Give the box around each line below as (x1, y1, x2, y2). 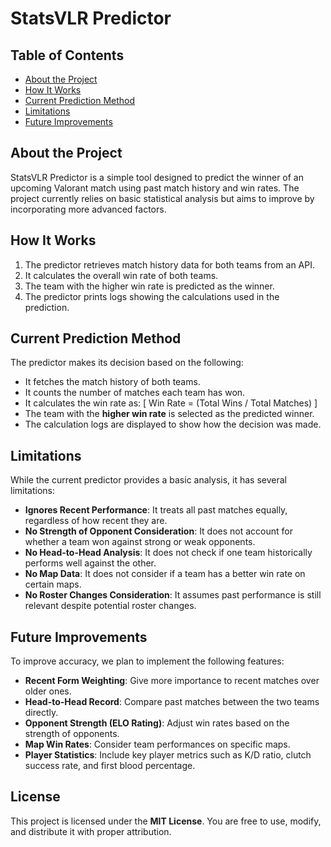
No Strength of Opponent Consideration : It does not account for (24, 525, 294, 537)
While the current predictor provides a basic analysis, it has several (10, 474, 287, 486)
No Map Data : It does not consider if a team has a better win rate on (24, 568, 306, 580)
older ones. (24, 685, 72, 697)
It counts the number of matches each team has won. (24, 387, 246, 399)
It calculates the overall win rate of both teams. (24, 269, 219, 281)
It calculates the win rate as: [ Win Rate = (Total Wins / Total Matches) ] (24, 397, 318, 409)
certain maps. (24, 578, 82, 591)
